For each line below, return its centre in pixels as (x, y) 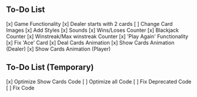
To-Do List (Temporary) (50, 67)
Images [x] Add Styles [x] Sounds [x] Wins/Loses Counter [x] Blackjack (93, 30)
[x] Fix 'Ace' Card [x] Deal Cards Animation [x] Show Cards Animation (90, 42)
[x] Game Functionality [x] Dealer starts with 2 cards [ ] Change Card (89, 24)
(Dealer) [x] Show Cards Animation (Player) (59, 49)
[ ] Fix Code (20, 88)
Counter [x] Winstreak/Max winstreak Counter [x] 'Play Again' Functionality (97, 36)
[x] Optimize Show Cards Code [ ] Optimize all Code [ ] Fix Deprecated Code (99, 81)
